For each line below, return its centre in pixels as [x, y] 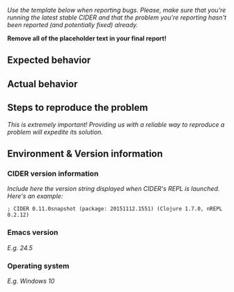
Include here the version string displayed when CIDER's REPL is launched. [114, 189]
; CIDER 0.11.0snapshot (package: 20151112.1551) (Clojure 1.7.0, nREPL [115, 209]
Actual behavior [42, 84]
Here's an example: [35, 196]
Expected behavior [49, 60]
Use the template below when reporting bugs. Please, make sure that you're [117, 10]
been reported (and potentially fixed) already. [73, 25]
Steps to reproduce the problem [78, 108]
